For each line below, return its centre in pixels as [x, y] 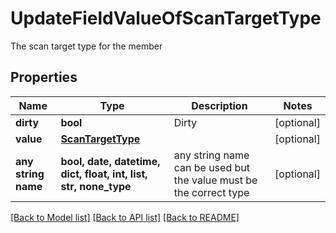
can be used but [211, 167]
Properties [44, 77]
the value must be [215, 180]
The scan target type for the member [86, 46]
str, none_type [96, 186]
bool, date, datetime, [110, 161]
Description [219, 105]
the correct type [211, 192]
